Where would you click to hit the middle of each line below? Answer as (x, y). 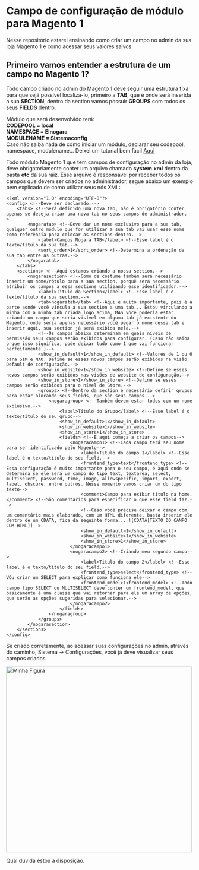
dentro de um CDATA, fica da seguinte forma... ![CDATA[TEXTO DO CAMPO (97, 520)
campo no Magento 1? (48, 75)
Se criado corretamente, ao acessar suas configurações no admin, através (97, 646)
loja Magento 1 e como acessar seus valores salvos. (70, 46)
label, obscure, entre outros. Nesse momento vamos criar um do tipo (94, 484)
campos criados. (27, 658)
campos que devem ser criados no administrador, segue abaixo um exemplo (99, 181)
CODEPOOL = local (30, 125)
